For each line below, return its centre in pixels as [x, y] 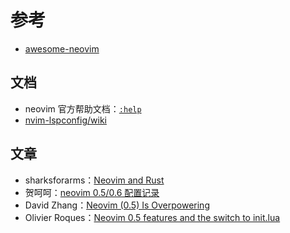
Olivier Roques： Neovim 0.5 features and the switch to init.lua [152, 217]
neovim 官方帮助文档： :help [83, 108]
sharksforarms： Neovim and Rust [94, 180]
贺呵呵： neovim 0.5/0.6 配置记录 [92, 192]
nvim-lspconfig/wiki [65, 120]
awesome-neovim [62, 48]
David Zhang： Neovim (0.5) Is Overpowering [117, 205]
